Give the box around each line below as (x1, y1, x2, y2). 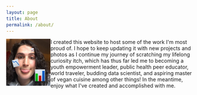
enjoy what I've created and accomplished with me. (50, 82, 176, 89)
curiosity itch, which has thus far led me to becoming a (50, 57, 184, 65)
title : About (6, 15, 38, 22)
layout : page (6, 9, 38, 15)
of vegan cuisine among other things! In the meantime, (50, 76, 183, 83)
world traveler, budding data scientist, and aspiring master (50, 70, 192, 77)
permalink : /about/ (6, 22, 54, 28)
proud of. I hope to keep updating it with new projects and (50, 45, 191, 52)
